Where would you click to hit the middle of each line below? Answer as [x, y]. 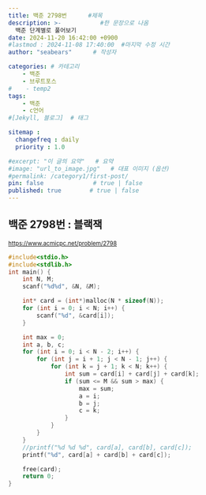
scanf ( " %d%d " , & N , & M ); [62, 287]
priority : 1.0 [40, 147]
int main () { [30, 272]
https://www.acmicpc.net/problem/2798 [62, 243]
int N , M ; [39, 279]
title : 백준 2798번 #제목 [55, 15]
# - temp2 [30, 89]
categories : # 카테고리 [44, 67]
